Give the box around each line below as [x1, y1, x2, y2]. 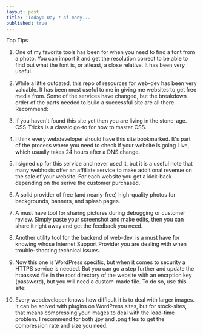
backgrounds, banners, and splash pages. [15, 198, 121, 205]
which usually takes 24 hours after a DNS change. [15, 148, 141, 155]
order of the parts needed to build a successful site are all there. [15, 99, 176, 106]
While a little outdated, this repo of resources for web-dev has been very [15, 80, 197, 87]
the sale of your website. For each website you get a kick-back [15, 173, 172, 180]
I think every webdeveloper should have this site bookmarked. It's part [15, 135, 191, 143]
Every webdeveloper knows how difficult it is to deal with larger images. [15, 296, 195, 303]
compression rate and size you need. [15, 322, 108, 330]
